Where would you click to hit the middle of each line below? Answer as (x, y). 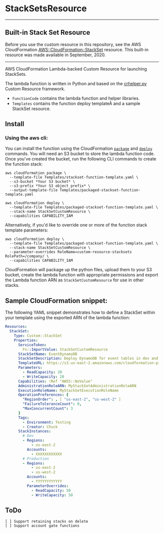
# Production (36, 459)
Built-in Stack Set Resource (48, 33)
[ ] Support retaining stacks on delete (47, 522)
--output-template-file (33, 190)
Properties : (26, 340)
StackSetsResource (46, 9)
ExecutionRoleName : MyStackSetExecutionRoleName (68, 390)
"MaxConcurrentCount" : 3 (48, 409)
